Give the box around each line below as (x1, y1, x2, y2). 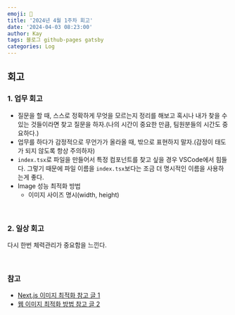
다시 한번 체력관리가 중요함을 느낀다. (7, 240, 107, 249)
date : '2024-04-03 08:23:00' (7, 23, 93, 30)
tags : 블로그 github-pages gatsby (7, 37, 104, 44)
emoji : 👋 (7, 10, 33, 18)
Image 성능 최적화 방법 (17, 181, 81, 190)
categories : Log (7, 43, 55, 50)
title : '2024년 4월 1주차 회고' (7, 17, 94, 24)
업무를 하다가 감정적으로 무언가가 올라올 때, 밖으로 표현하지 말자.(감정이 (17, 137, 213, 146)
